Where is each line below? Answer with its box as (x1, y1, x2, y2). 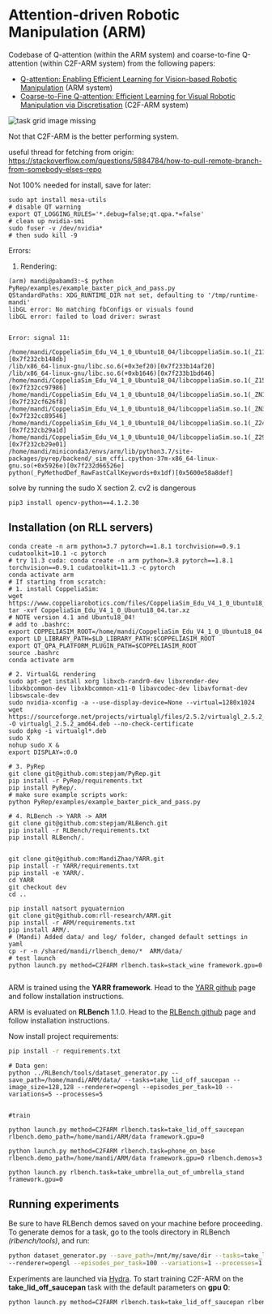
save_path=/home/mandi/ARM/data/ (8, 1075, 121, 1084)
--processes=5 (55, 1090, 104, 1098)
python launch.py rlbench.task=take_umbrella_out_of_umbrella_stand (8, 1168, 244, 1176)
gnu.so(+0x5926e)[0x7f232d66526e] (8, 461, 125, 470)
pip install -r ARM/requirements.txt (8, 919, 136, 927)
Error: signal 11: (8, 334, 70, 342)
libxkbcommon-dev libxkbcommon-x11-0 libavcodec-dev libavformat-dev (8, 684, 249, 692)
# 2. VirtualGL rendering (8, 670, 96, 679)
